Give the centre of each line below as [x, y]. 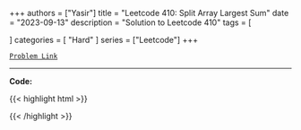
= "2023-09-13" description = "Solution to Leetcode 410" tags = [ [130, 22]
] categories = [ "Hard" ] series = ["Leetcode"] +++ [104, 40]
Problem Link [34, 56]
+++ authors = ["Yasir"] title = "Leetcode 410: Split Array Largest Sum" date [149, 13]
